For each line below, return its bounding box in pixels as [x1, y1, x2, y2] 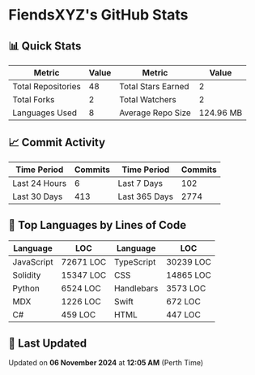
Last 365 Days [117, 191, 174, 202]
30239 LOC [165, 256, 212, 267]
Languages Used [12, 107, 78, 119]
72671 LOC [61, 256, 107, 267]
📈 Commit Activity [8, 136, 106, 149]
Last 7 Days [117, 177, 164, 188]
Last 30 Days [12, 191, 63, 202]
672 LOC [165, 295, 201, 307]
